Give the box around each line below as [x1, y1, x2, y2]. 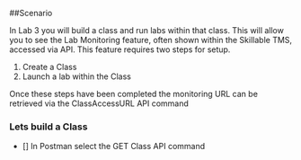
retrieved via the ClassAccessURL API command [9, 98, 189, 109]
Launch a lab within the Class [22, 71, 132, 82]
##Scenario [9, 8, 53, 18]
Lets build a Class [9, 120, 88, 133]
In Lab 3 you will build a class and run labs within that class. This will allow [9, 25, 285, 35]
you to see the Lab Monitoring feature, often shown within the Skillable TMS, [9, 35, 293, 45]
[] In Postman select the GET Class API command [22, 141, 206, 152]
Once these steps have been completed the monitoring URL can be [9, 89, 259, 99]
